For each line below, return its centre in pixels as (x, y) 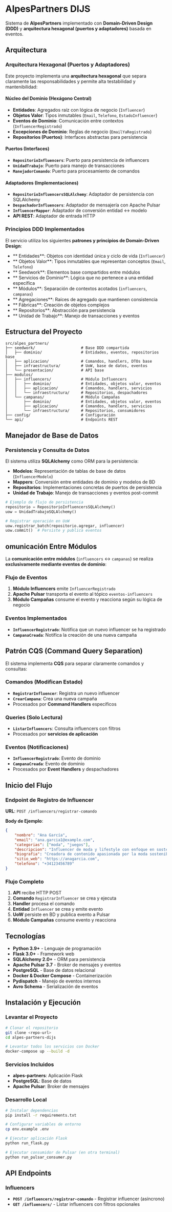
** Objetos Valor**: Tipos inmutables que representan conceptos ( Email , (89, 261)
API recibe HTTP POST (37, 893)
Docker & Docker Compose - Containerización (62, 976)
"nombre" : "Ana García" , (41, 835)
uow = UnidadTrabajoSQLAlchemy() (41, 512)
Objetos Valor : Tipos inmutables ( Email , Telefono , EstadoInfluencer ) (85, 115)
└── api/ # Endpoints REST (61, 420)
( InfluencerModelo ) (33, 476)
